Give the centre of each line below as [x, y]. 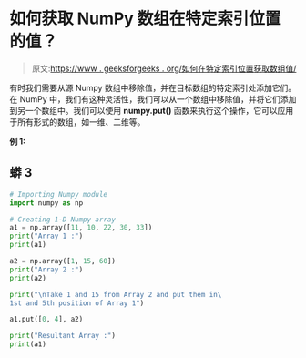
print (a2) [28, 278]
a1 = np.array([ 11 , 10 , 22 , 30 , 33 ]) [81, 228]
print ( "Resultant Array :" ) [63, 336]
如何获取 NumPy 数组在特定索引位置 [145, 19]
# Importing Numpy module [58, 194]
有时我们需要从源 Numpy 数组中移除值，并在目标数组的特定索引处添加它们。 [153, 87]
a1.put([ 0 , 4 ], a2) [46, 320]
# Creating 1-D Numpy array [63, 220]
